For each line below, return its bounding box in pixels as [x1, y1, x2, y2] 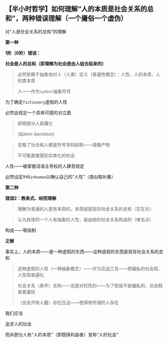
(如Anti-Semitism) [17, 131, 55, 137]
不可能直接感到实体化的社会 [17, 152, 75, 158]
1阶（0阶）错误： [5, 50, 41, 56]
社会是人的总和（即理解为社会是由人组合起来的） [5, 60, 106, 66]
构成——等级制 [5, 227, 36, 233]
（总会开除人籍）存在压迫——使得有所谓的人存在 [17, 299, 119, 305]
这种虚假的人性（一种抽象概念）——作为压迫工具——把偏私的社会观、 [17, 266, 163, 272]
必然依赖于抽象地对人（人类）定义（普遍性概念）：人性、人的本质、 [17, 71, 156, 77]
